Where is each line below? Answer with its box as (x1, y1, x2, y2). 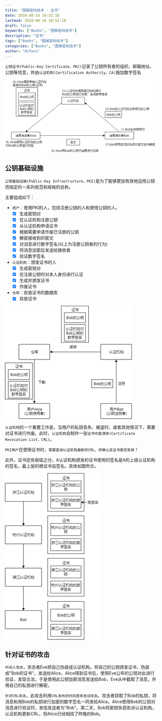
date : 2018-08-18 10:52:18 (5, 13, 60, 18)
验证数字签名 (19, 253, 45, 259)
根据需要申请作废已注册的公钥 (19, 229, 79, 235)
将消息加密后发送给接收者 (19, 247, 71, 253)
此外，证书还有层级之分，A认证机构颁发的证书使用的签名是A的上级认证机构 (5, 457, 156, 463)
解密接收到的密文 (19, 235, 54, 241)
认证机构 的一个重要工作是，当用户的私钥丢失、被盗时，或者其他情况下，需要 (5, 425, 156, 430)
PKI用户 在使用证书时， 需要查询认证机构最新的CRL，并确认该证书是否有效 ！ (5, 447, 139, 453)
